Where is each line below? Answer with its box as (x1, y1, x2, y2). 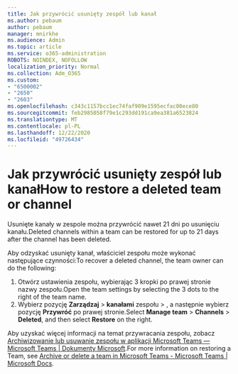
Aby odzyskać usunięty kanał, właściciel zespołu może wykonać (7, 249, 197, 258)
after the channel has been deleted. (7, 235, 112, 243)
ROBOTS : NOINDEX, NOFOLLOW (7, 57, 87, 64)
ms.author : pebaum (7, 17, 62, 24)
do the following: (7, 264, 57, 273)
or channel (7, 197, 72, 213)
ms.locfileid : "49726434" (7, 136, 84, 143)
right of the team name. (17, 292, 87, 302)
